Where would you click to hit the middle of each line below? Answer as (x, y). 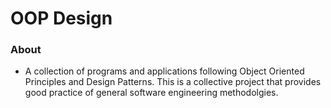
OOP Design (61, 18)
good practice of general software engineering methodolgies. (151, 93)
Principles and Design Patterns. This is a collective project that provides (173, 82)
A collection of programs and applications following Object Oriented (164, 71)
